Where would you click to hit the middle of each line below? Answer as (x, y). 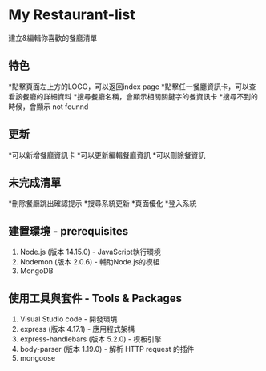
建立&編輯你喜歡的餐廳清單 (53, 38)
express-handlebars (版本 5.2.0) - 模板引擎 (91, 339)
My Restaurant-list (72, 15)
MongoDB (36, 271)
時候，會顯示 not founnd (48, 107)
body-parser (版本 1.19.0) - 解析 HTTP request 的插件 (107, 349)
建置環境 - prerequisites (69, 231)
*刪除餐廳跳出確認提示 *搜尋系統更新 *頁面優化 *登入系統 (103, 204)
